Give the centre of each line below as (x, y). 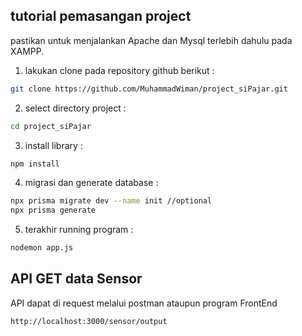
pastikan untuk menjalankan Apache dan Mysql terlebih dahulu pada (151, 40)
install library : (53, 145)
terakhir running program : (79, 230)
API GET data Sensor (76, 279)
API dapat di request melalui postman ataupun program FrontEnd (144, 303)
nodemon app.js (42, 248)
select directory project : (75, 108)
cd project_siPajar (51, 126)
